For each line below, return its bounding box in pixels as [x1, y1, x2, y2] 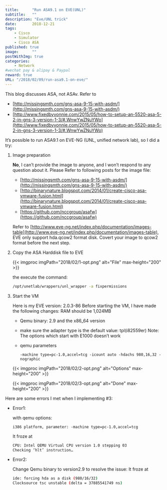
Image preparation [12, 152, 51, 158]
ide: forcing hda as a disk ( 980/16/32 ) [12, 476, 98, 481]
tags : [5, 26, 16, 31]
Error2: [12, 456, 27, 462]
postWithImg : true [5, 54, 43, 59]
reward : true [5, 73, 32, 78]
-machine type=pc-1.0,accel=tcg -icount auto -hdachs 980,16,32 [19, 352, 157, 357]
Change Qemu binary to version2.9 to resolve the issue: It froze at [12, 466, 148, 472]
